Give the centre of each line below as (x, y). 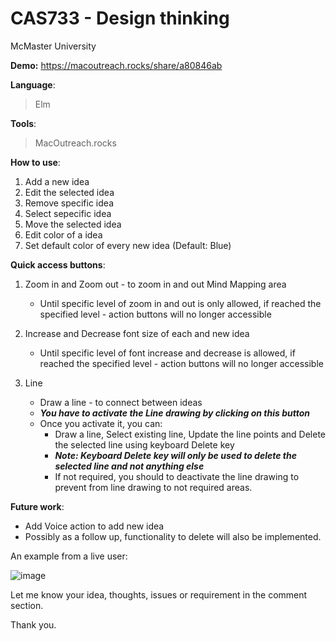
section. (27, 605)
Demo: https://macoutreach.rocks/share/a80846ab (116, 65)
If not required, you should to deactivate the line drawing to (177, 476)
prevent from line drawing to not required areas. (153, 487)
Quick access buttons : (58, 264)
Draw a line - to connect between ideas (121, 402)
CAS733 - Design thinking (120, 18)
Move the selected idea (73, 224)
